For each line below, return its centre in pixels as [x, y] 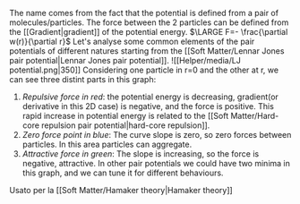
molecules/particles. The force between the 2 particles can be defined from [149, 22]
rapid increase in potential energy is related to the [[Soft [125, 116]
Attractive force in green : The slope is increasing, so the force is [141, 154]
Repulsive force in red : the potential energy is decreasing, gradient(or [150, 97]
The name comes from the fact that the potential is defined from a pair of [144, 13]
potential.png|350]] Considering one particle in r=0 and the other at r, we [144, 70]
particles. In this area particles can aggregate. [107, 144]
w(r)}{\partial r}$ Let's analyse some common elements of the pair [132, 41]
